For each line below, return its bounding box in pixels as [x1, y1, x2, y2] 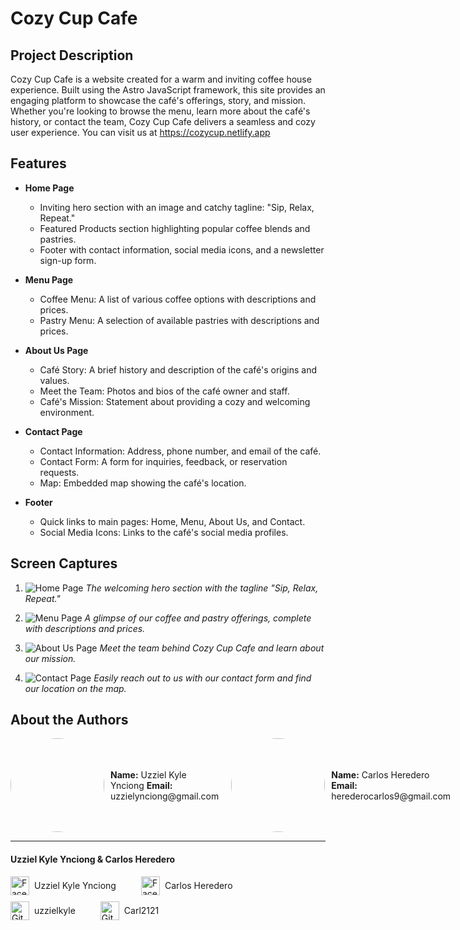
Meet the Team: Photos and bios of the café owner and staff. [39, 385, 290, 397]
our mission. [24, 652, 77, 664]
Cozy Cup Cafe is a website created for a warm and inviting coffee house [10, 73, 312, 85]
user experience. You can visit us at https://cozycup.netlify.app [10, 127, 271, 138]
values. [39, 374, 70, 386]
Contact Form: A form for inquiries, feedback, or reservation [39, 455, 288, 467]
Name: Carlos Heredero [331, 768, 430, 781]
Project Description [10, 47, 134, 64]
